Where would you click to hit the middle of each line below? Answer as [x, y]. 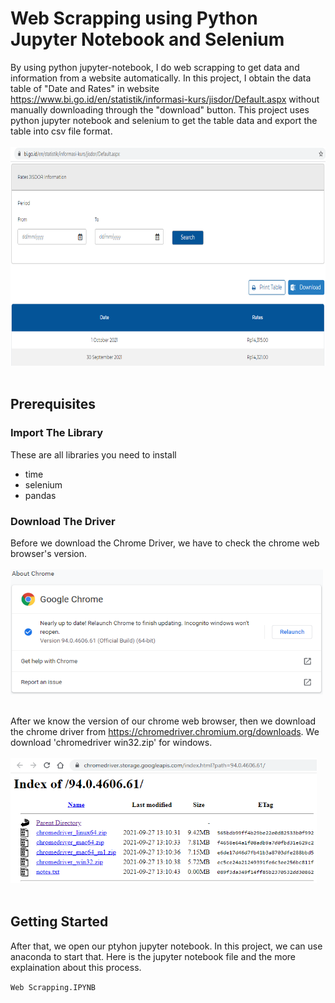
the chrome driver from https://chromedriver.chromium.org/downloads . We [165, 731]
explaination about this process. [76, 967]
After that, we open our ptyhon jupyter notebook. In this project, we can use [166, 946]
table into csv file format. [61, 131]
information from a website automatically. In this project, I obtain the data [161, 78]
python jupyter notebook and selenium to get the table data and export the [164, 120]
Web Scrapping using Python [134, 18]
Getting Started [59, 922]
